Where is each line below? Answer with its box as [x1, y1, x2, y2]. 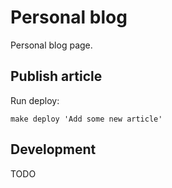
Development [10, 141, 97, 158]
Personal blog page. [10, 39, 93, 51]
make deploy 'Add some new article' [10, 114, 163, 124]
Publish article [10, 68, 103, 85]
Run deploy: [10, 94, 60, 106]
